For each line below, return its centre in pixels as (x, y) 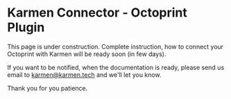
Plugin (26, 27)
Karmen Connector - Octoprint (97, 13)
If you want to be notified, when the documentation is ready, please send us (116, 67)
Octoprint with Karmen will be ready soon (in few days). (87, 54)
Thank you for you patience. (48, 88)
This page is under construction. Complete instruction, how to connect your (115, 46)
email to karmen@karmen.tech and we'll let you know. (84, 75)
